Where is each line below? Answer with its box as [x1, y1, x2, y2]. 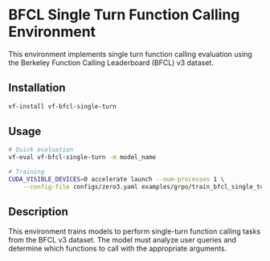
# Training [8, 168, 45, 176]
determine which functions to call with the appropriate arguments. [8, 243, 227, 253]
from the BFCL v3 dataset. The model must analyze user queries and [8, 234, 237, 244]
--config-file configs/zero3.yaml [22, 182, 138, 190]
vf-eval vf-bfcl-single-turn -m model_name [8, 153, 157, 161]
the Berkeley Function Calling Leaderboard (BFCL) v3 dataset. [8, 58, 215, 67]
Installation [8, 81, 66, 95]
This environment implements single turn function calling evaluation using [8, 49, 253, 59]
